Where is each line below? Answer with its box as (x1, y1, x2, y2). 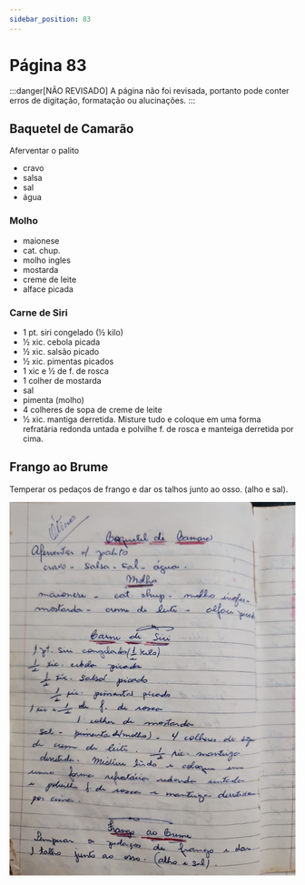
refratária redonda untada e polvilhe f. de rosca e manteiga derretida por (22, 423, 294, 434)
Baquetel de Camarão (9, 121, 134, 136)
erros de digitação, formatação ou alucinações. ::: (9, 95, 196, 106)
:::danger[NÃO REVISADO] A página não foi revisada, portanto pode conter (9, 85, 290, 96)
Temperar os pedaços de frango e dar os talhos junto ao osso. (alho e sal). (9, 483, 289, 495)
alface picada (22, 283, 74, 295)
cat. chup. (22, 245, 61, 256)
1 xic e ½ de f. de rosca (22, 365, 109, 377)
